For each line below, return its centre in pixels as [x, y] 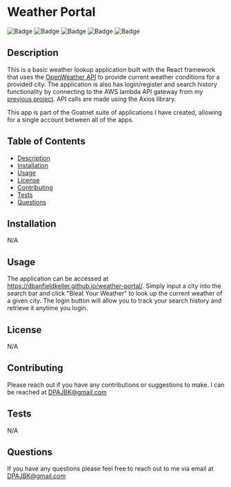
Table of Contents [47, 141]
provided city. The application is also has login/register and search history [112, 84]
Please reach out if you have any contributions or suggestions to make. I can [116, 385]
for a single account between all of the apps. [71, 120]
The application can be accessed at [58, 279]
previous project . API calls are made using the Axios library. [92, 99]
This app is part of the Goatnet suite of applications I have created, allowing [115, 112]
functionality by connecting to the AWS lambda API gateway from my [105, 91]
